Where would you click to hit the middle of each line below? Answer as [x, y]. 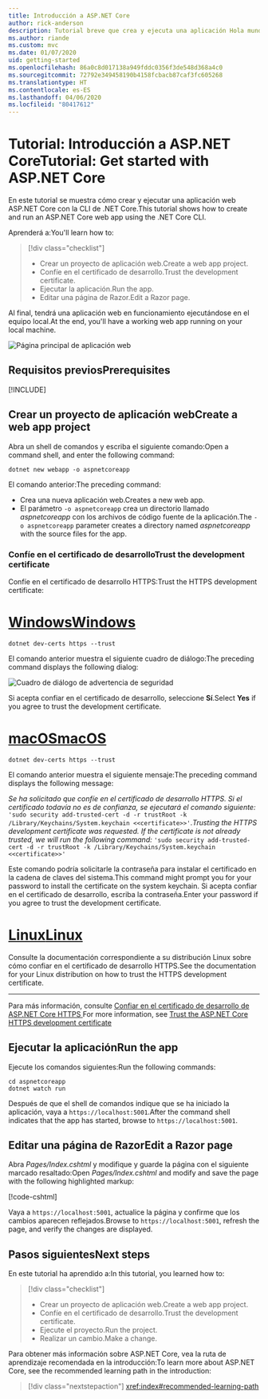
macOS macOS [57, 739]
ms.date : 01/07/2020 [43, 53]
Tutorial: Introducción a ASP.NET [120, 144]
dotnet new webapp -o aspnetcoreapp [69, 469]
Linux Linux [46, 935]
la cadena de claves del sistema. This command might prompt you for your [130, 877]
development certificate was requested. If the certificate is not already [124, 831]
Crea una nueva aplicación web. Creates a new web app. [112, 500]
